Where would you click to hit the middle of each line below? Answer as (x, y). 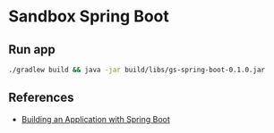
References (41, 98)
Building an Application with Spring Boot (96, 119)
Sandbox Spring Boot (89, 17)
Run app (32, 50)
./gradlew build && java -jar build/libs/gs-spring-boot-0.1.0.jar (137, 70)
